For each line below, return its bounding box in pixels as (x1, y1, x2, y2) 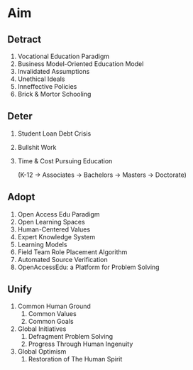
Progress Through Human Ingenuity (28, 339, 133, 349)
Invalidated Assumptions (17, 67, 90, 75)
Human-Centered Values (17, 225, 91, 234)
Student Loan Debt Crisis (17, 129, 92, 138)
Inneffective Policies (17, 82, 77, 90)
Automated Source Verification (17, 255, 108, 263)
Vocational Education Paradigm (17, 52, 110, 60)
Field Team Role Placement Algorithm (17, 247, 128, 256)
